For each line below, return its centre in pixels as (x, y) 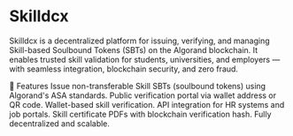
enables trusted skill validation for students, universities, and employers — (145, 59)
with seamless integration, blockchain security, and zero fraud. (124, 69)
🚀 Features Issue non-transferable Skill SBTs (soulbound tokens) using (138, 86)
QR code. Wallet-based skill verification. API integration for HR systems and (147, 104)
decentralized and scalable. (60, 123)
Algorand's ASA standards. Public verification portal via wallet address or (143, 95)
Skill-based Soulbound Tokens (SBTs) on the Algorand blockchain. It (134, 49)
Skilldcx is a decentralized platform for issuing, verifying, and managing (139, 41)
